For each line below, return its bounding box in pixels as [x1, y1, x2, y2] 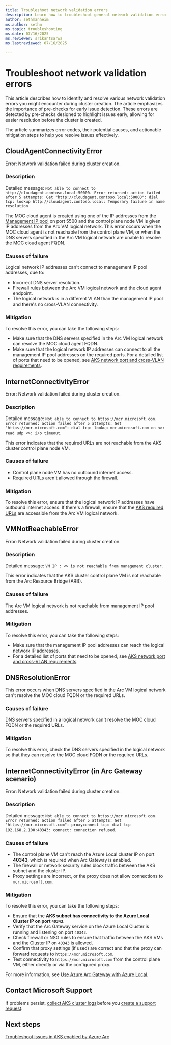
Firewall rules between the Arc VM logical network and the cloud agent [12, 285, 162, 291]
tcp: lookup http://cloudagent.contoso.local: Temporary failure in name [5, 199, 165, 204]
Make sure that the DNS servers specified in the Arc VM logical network [12, 335, 164, 341]
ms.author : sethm [5, 21, 42, 27]
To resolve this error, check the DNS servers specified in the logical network [5, 747, 165, 753]
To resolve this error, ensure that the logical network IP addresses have [5, 499, 155, 505]
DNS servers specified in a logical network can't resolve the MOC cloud [5, 716, 156, 723]
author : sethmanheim [5, 17, 49, 22]
